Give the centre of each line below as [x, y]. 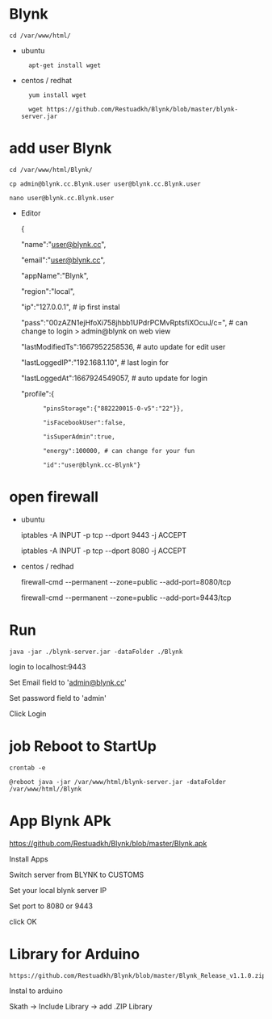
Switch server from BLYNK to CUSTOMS [77, 874]
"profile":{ [38, 393]
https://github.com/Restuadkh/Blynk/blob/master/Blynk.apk [108, 843]
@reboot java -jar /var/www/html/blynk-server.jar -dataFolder [118, 782]
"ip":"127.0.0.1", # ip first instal [70, 307]
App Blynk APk [60, 821]
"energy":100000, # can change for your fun [119, 451]
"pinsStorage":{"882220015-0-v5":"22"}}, [113, 409]
